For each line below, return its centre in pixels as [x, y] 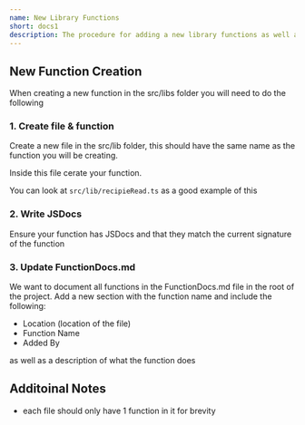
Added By [41, 343]
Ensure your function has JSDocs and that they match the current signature [151, 234]
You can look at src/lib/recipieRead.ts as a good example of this [133, 190]
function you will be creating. [64, 156]
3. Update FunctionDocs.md [73, 266]
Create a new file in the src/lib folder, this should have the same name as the [152, 146]
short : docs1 [34, 26]
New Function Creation [76, 71]
